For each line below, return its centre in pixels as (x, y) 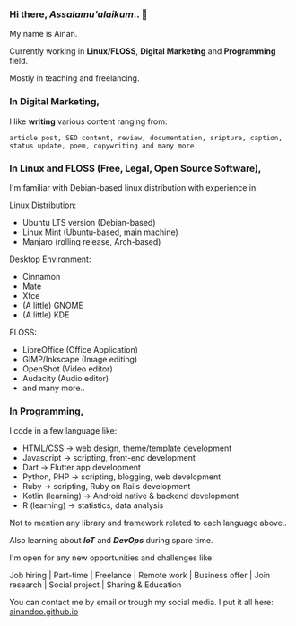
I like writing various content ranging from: (88, 121)
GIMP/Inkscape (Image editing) (80, 359)
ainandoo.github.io (44, 612)
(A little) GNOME (52, 305)
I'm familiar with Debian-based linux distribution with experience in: (134, 187)
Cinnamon (41, 276)
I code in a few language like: (63, 431)
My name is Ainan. (44, 34)
